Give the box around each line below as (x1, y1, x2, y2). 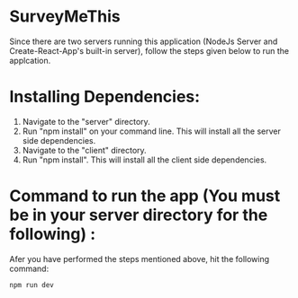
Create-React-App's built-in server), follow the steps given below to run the (9, 45, 290, 56)
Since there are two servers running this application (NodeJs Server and (9, 36, 278, 47)
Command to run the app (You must (9, 186, 281, 206)
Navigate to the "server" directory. (22, 116, 150, 127)
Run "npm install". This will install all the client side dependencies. (22, 154, 267, 165)
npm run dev (9, 280, 54, 289)
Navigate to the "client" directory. (22, 145, 147, 155)
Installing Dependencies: (9, 87, 201, 107)
